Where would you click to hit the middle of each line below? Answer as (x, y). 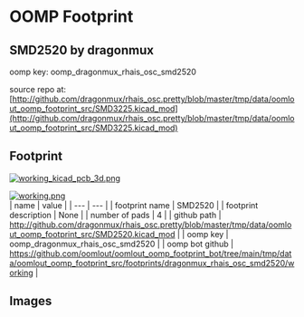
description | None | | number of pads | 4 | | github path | (115, 215)
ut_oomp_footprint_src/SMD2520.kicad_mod (92, 234)
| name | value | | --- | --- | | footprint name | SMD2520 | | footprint (134, 205)
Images (31, 301)
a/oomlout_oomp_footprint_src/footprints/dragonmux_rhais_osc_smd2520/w (152, 263)
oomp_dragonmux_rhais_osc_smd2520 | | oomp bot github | (121, 244)
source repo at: (38, 89)
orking (21, 273)
